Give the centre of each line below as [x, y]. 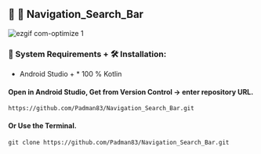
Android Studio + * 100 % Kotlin [71, 74]
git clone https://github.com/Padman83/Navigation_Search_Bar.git [119, 142]
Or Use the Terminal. [42, 125]
